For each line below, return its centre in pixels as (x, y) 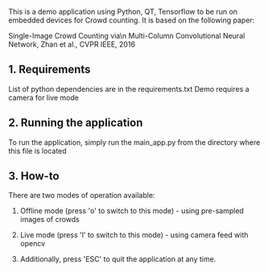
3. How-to (34, 176)
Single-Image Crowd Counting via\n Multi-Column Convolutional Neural (127, 36)
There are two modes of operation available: (82, 196)
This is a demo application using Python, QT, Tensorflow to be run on (123, 12)
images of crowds (50, 220)
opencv (33, 244)
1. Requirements (49, 70)
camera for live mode (43, 97)
